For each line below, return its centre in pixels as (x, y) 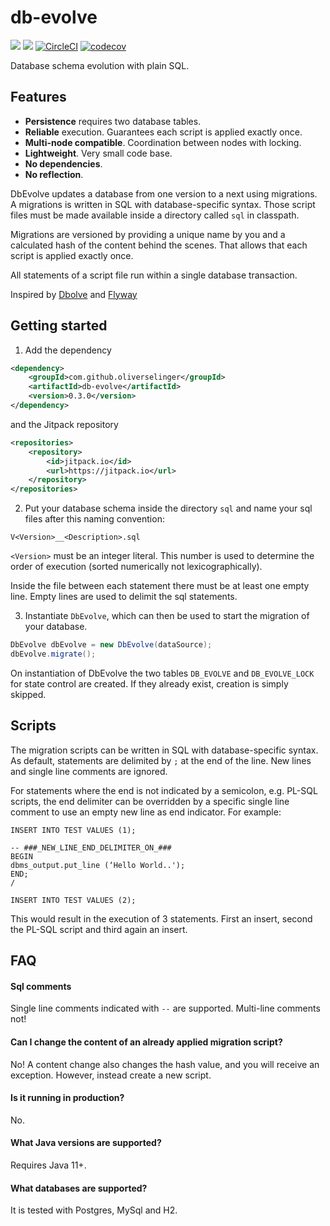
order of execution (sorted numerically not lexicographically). (136, 567)
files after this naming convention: (94, 519)
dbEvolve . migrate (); (53, 654)
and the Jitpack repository (64, 424)
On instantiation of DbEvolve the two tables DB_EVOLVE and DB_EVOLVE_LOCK (162, 673)
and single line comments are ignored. (89, 771)
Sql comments (41, 986)
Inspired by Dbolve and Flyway (74, 294)
